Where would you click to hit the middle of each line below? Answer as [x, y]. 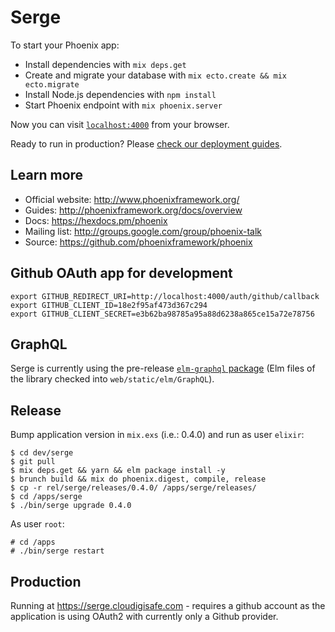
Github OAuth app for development [121, 273]
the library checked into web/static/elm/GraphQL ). [112, 379]
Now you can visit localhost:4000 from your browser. [120, 124]
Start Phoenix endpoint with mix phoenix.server [123, 105]
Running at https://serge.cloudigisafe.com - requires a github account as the [168, 605]
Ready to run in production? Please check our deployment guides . [146, 143]
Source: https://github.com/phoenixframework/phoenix [138, 242]
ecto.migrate [52, 84]
